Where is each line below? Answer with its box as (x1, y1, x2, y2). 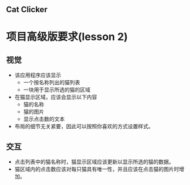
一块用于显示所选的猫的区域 (23, 86, 91, 93)
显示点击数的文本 (23, 115, 65, 122)
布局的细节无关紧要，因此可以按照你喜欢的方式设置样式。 (14, 123, 154, 130)
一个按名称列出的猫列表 (23, 79, 80, 86)
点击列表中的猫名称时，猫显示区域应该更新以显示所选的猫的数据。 (14, 158, 174, 166)
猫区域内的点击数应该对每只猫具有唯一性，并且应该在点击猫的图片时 (14, 166, 179, 173)
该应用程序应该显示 (14, 71, 62, 78)
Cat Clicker (6, 5, 48, 15)
